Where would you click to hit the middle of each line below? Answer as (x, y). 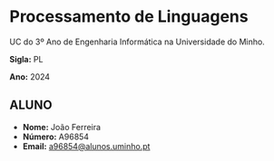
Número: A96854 (55, 137)
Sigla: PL (26, 59)
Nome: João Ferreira (62, 127)
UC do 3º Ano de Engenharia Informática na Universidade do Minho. (137, 42)
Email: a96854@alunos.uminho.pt (86, 146)
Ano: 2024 (30, 76)
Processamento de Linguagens (129, 17)
